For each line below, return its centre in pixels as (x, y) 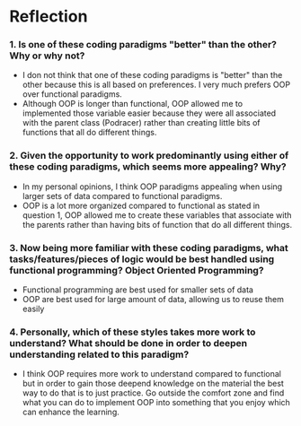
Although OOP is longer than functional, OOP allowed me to (133, 104)
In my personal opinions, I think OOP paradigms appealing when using (152, 187)
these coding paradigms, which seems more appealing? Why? (148, 167)
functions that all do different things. (89, 133)
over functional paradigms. (72, 94)
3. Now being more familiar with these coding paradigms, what (149, 248)
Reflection (49, 17)
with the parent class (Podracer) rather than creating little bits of (141, 123)
